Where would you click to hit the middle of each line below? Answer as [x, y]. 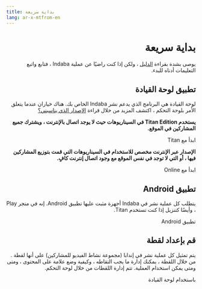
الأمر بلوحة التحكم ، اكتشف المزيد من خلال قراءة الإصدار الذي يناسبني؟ [117, 110]
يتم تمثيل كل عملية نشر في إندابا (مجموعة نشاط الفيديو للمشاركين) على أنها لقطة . [103, 255]
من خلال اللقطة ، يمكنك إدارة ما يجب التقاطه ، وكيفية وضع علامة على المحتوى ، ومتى [101, 261]
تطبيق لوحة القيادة [165, 89]
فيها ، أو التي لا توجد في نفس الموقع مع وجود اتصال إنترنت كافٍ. [126, 158]
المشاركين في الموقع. [171, 129]
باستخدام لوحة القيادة [172, 279]
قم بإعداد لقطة [171, 240]
